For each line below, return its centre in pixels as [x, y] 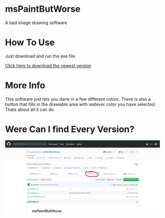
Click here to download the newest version [48, 65]
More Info [25, 86]
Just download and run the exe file [40, 56]
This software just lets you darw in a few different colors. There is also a [78, 99]
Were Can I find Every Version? [70, 129]
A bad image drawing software [36, 23]
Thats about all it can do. [30, 109]
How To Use [30, 42]
